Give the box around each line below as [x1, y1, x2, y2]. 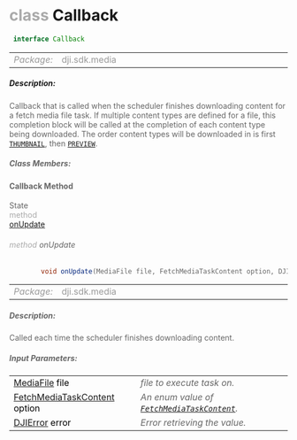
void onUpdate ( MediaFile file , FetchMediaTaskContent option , [41, 266, 275, 275]
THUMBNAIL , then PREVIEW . [9, 138, 98, 149]
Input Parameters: [9, 353, 78, 363]
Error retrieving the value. [140, 417, 247, 429]
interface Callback [12, 35, 86, 43]
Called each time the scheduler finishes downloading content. [9, 333, 235, 344]
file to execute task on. [140, 377, 235, 390]
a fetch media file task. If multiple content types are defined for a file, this [9, 110, 277, 120]
